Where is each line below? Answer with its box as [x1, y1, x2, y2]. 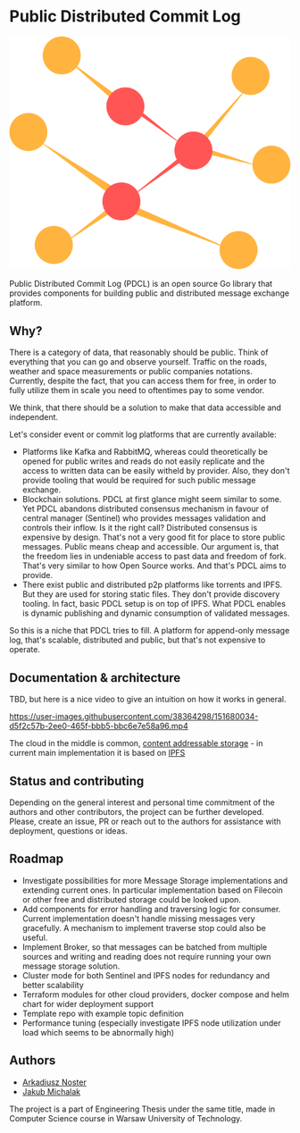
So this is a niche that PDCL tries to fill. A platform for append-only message [9, 625, 290, 636]
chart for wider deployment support [21, 998, 154, 1009]
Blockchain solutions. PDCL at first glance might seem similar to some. [21, 494, 282, 505]
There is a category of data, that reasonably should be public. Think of [9, 347, 269, 358]
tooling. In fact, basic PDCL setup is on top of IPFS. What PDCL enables [21, 599, 286, 609]
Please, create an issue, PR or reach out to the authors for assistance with [9, 816, 281, 827]
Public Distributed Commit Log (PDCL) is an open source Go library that [9, 279, 273, 290]
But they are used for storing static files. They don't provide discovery [21, 589, 280, 600]
